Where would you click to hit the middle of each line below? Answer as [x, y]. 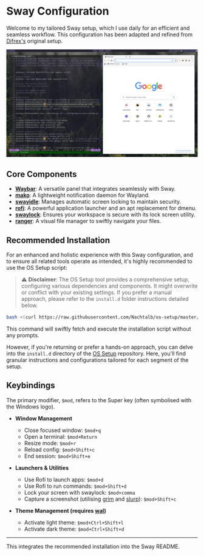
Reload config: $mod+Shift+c [59, 449]
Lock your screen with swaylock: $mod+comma [80, 492]
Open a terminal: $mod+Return [61, 436]
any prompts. [23, 335]
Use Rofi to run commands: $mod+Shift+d [75, 486]
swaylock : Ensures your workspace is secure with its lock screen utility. [105, 215]
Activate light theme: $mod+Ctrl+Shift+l [74, 522]
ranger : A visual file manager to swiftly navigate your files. [88, 221]
